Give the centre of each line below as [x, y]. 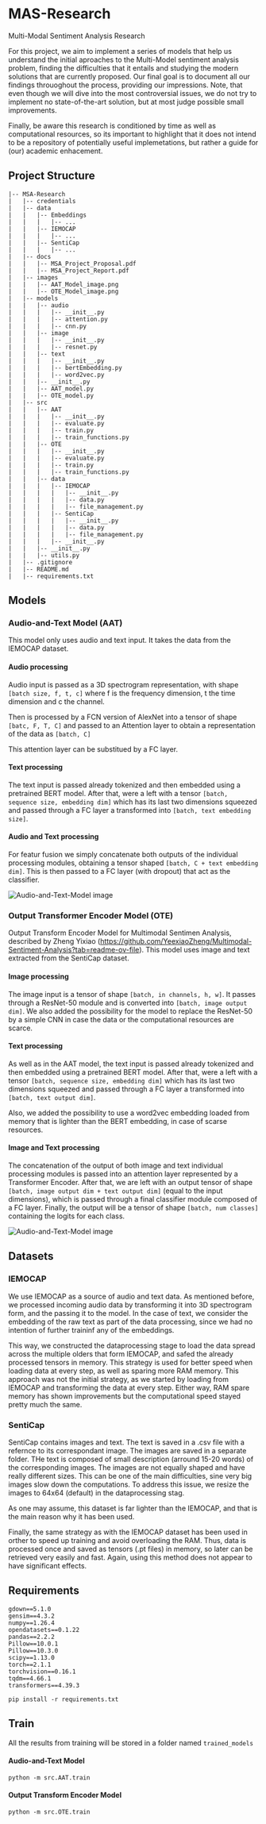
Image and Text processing [54, 1148]
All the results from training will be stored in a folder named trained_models [131, 1742]
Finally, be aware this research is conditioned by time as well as [112, 125]
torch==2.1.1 [30, 1664]
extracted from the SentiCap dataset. [69, 958]
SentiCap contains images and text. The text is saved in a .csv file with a [126, 1442]
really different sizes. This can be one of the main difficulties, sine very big [130, 1476]
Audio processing [39, 667]
